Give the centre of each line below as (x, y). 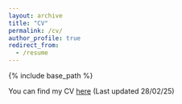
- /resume (32, 53)
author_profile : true (45, 38)
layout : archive (35, 16)
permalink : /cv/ (35, 30)
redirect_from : (34, 46)
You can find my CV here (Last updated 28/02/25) (91, 91)
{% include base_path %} (51, 76)
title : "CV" (28, 23)
